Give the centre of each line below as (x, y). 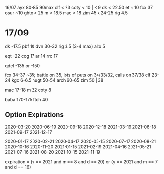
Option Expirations (34, 115)
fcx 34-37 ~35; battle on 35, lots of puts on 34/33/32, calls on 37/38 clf (78, 75)
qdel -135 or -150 (23, 65)
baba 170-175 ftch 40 (27, 99)
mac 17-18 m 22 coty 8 (28, 90)
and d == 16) (18, 167)
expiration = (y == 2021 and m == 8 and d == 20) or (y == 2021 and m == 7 (81, 161)
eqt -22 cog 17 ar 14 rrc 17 (32, 56)
